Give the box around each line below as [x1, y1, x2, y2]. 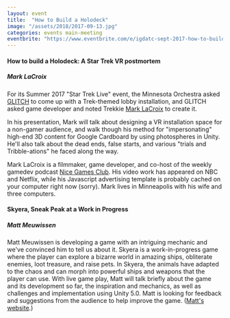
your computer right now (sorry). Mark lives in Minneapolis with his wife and [7, 182, 222, 190]
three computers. [7, 190, 56, 198]
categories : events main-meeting [7, 29, 103, 36]
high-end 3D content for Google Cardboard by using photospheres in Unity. [7, 132, 220, 141]
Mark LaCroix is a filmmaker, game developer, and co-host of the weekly [7, 160, 212, 168]
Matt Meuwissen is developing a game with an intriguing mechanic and [7, 238, 207, 247]
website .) [7, 304, 34, 313]
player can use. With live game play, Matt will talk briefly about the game [7, 275, 212, 283]
